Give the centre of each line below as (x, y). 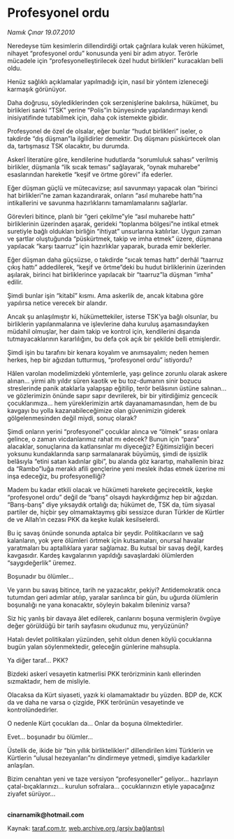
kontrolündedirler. (33, 710)
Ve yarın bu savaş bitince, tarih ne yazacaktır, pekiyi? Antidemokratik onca (114, 590)
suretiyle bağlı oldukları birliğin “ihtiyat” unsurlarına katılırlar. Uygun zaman (114, 231)
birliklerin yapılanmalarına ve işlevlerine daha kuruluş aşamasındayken (108, 324)
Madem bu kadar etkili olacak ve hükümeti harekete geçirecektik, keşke (110, 489)
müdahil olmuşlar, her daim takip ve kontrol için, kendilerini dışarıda (104, 331)
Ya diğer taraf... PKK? (38, 660)
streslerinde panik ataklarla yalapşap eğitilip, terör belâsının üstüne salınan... (117, 388)
